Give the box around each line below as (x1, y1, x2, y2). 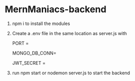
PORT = (12, 40, 29, 46)
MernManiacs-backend (5, 4, 106, 15)
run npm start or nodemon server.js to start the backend (12, 70, 130, 76)
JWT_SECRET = (12, 60, 46, 66)
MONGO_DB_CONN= (12, 50, 57, 56)
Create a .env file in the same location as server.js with (12, 30, 127, 36)
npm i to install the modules (12, 20, 70, 26)
